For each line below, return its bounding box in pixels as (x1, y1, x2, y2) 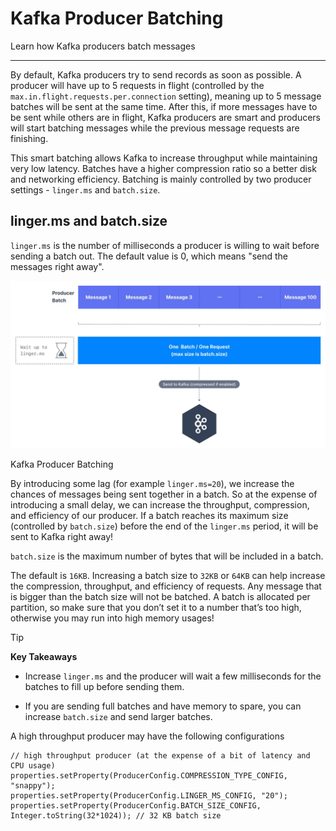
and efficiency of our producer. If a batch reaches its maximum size (10, 509, 289, 521)
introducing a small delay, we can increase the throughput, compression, (10, 498, 310, 511)
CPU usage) (10, 760, 56, 771)
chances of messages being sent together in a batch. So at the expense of (10, 488, 318, 500)
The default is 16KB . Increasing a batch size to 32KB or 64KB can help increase (10, 569, 326, 581)
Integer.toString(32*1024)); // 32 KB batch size (10, 810, 222, 821)
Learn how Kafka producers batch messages (10, 40, 196, 52)
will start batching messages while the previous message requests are (10, 122, 300, 134)
